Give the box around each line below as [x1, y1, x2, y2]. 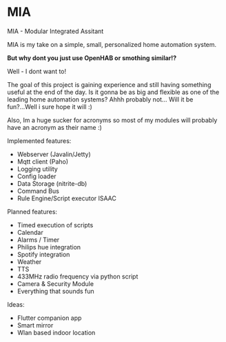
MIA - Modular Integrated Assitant [7, 27, 104, 35]
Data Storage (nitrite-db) [17, 179, 88, 187]
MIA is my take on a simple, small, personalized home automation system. [7, 40, 217, 48]
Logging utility [17, 164, 59, 173]
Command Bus [17, 187, 60, 195]
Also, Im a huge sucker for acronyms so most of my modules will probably [7, 115, 218, 124]
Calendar [17, 228, 43, 236]
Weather [17, 257, 42, 266]
